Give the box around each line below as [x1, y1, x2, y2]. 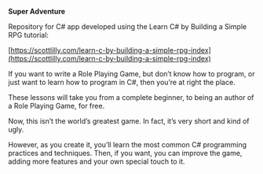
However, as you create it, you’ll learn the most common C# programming [8, 140, 247, 149]
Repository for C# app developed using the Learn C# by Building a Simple [8, 22, 247, 31]
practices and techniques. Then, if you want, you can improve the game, [8, 149, 243, 157]
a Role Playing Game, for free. [8, 102, 105, 110]
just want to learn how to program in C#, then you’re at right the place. [8, 78, 236, 87]
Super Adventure [8, 7, 65, 16]
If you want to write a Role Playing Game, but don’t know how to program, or [8, 69, 255, 78]
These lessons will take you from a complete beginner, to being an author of [8, 93, 254, 102]
